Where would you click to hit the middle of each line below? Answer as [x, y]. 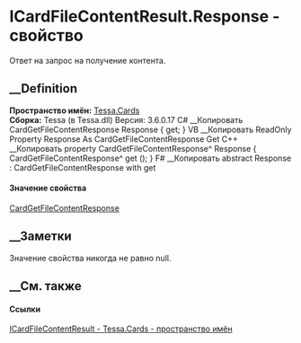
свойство [46, 35]
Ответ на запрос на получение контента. [88, 60]
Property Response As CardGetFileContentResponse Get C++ [124, 139]
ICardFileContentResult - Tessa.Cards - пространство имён [121, 329]
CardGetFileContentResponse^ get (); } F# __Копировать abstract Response [150, 158]
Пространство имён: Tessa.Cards [75, 110]
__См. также [46, 286]
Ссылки [25, 309]
